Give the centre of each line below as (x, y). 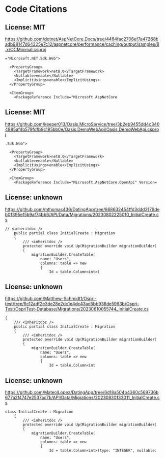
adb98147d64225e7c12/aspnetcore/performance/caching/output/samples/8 (82, 44)
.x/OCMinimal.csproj (26, 49)
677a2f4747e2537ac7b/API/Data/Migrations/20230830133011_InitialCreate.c (82, 397)
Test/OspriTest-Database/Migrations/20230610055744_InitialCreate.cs (77, 309)
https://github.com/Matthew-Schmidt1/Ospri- (51, 299)
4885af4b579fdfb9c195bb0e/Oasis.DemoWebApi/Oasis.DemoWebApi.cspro (82, 129)
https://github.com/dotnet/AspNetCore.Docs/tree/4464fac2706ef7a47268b (82, 39)
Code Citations (36, 9)
